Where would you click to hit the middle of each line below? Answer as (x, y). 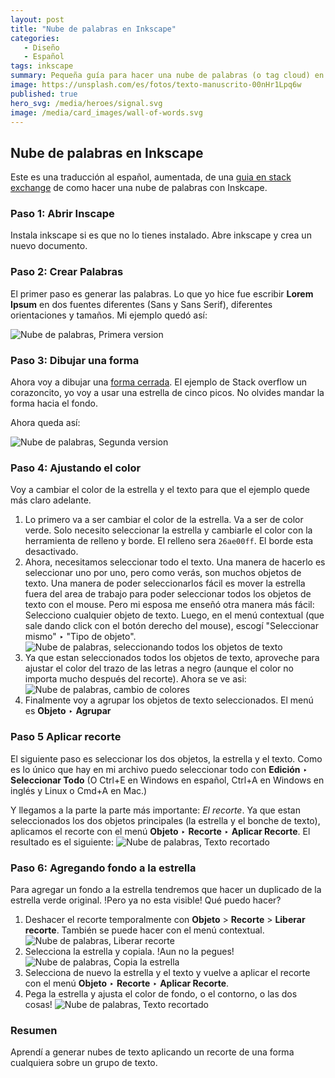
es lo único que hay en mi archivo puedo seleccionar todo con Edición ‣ (159, 769)
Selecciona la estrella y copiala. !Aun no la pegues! (129, 951)
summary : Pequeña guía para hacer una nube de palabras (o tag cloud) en (167, 76)
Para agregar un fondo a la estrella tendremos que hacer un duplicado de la (166, 889)
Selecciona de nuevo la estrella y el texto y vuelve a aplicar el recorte (167, 972)
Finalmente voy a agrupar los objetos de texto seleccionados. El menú (169, 700)
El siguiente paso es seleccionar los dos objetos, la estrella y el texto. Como (166, 758)
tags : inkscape (42, 66)
